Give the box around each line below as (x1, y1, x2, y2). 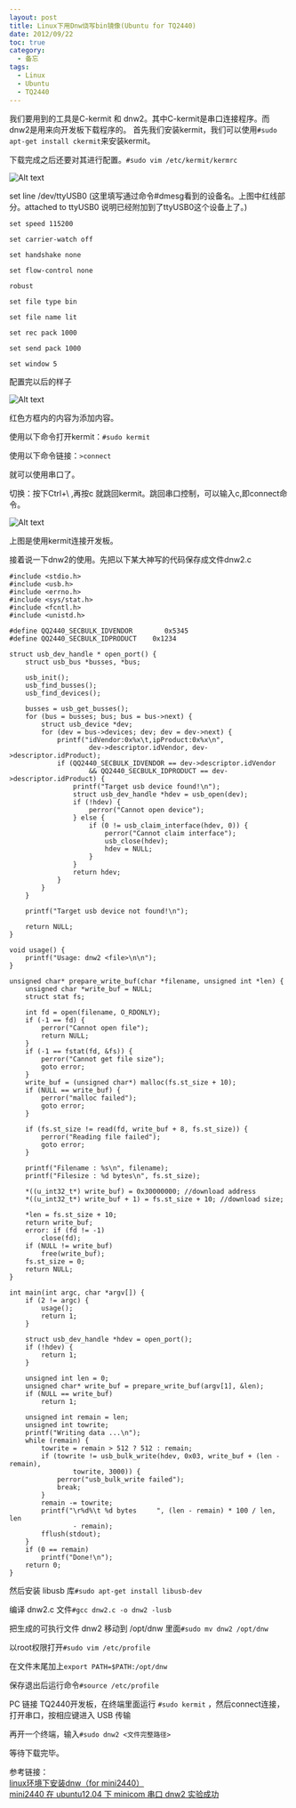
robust (9, 281, 34, 290)
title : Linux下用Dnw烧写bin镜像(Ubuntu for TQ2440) (9, 21, 197, 30)
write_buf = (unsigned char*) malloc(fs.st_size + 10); (25, 1078, 237, 1086)
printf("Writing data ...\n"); (25, 1428, 141, 1437)
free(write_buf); (41, 1249, 105, 1258)
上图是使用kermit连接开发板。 (9, 535, 118, 545)
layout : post (9, 12, 58, 22)
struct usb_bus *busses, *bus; (25, 658, 141, 666)
